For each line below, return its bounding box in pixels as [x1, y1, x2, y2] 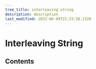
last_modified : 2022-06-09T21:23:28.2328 [5, 16, 92, 21]
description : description [5, 12, 58, 17]
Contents [5, 57, 34, 66]
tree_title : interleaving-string [5, 7, 74, 12]
